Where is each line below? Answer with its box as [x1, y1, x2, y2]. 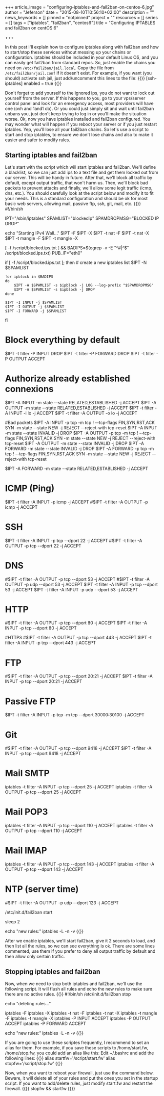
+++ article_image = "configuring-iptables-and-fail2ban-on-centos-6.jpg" [5, 4, 154, 10]
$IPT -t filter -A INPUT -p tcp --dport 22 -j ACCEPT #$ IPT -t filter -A [5, 537, 143, 544]
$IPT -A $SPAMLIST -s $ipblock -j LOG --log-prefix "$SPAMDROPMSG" [14, 283, 154, 287]
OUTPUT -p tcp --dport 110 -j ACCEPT [5, 828, 82, 834]
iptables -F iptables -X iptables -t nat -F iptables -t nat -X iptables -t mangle [5, 1010, 158, 1016]
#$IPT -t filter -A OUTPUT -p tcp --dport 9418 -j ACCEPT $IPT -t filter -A [5, 745, 152, 751]
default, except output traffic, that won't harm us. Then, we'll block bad [5, 180, 148, 185]
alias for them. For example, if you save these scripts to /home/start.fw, [5, 1044, 148, 1050]
